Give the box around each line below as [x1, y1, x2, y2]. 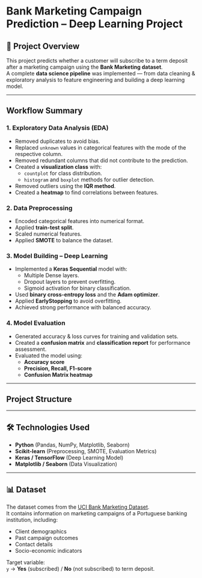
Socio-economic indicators [14, 547, 82, 554]
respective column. [14, 150, 63, 157]
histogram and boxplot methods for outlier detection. [23, 176, 155, 183]
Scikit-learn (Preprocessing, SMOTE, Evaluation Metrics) [14, 448, 157, 455]
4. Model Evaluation [6, 319, 66, 327]
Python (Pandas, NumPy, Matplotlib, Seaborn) [14, 441, 130, 448]
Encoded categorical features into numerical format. [14, 217, 145, 224]
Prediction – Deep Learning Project [6, 17, 183, 31]
